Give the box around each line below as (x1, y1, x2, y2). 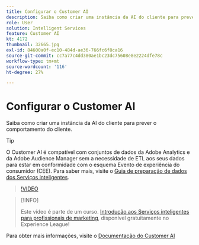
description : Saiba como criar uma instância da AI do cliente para (6, 14, 179, 20)
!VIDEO (20, 185, 38, 192)
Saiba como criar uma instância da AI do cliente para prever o (6, 120, 157, 127)
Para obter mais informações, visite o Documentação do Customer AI (6, 232, 175, 240)
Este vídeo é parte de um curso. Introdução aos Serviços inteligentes (20, 208, 190, 215)
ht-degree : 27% (6, 69, 44, 75)
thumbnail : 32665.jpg (6, 42, 60, 48)
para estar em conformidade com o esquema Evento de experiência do (6, 161, 180, 169)
